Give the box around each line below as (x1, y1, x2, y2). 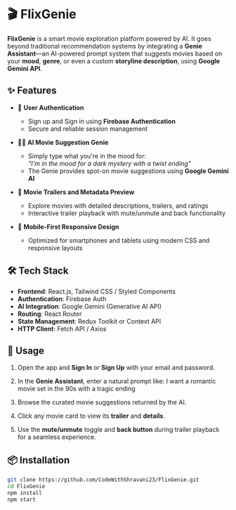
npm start (7, 496, 37, 503)
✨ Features (7, 84, 57, 96)
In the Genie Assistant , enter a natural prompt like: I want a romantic (17, 377, 216, 385)
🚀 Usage (7, 345, 44, 357)
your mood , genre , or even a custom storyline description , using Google (7, 56, 220, 65)
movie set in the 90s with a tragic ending (17, 385, 136, 393)
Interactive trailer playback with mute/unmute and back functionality (27, 209, 226, 217)
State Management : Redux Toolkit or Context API (17, 317, 162, 325)
